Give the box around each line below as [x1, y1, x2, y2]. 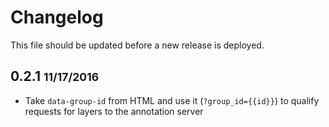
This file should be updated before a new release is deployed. [10, 39, 265, 51]
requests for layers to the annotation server [24, 105, 204, 117]
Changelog [10, 6, 104, 29]
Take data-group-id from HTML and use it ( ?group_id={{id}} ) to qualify [24, 94, 320, 106]
